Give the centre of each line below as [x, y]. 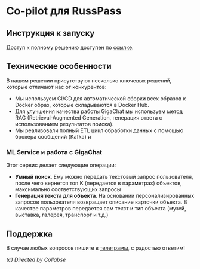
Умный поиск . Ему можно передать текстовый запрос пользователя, [104, 177]
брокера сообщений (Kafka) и [53, 136]
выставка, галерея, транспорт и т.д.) [61, 215]
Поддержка [29, 233]
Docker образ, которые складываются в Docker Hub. [82, 105]
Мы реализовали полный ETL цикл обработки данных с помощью [99, 130]
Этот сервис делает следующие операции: [61, 165]
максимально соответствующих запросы [68, 189]
